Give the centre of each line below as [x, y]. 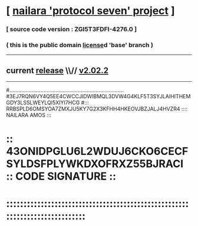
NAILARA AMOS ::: [29, 115]
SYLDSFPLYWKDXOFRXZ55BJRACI [95, 164]
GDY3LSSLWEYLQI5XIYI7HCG [43, 103]
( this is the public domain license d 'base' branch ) [80, 45]
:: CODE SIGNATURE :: [61, 176]
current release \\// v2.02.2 [57, 70]
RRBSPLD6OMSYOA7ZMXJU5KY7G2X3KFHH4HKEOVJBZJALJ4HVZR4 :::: [97, 109]
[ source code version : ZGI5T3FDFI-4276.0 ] [72, 29]
